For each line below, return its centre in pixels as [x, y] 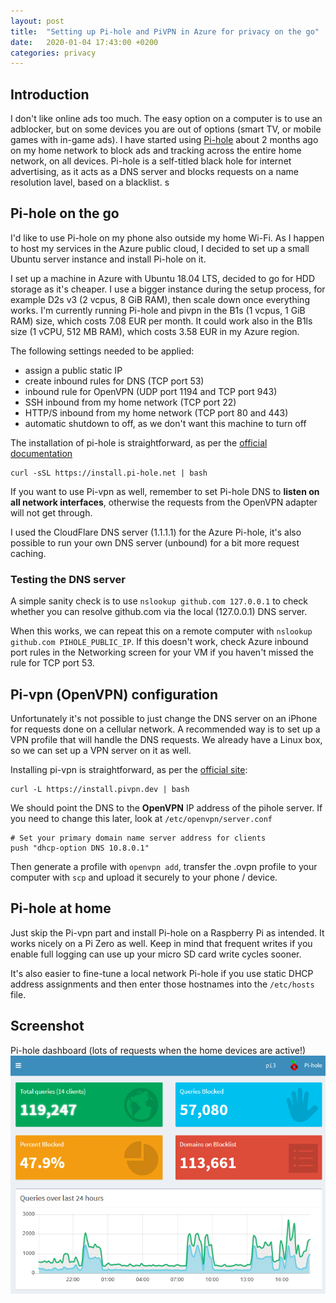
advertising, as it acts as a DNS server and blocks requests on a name [154, 172]
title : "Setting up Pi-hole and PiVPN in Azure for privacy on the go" [165, 31]
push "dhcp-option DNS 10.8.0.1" [80, 848]
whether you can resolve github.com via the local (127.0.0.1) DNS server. [159, 612]
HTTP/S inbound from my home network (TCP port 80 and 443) [156, 412]
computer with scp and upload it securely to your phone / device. [144, 877]
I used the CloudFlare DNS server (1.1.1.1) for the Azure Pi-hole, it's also [156, 532]
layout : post [37, 21]
